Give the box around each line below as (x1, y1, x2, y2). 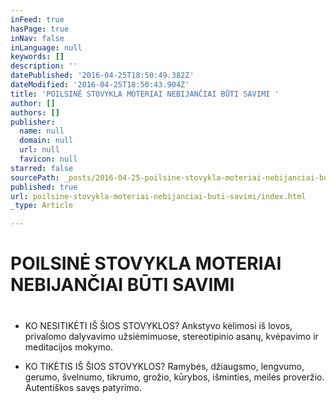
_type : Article (10, 201, 74, 211)
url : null (19, 145, 60, 155)
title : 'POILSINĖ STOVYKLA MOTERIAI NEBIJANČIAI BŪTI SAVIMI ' (10, 89, 280, 99)
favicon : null (19, 154, 78, 164)
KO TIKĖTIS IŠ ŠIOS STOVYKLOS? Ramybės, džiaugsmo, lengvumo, (24, 360, 305, 372)
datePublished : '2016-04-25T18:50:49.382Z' (10, 71, 195, 81)
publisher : (10, 117, 56, 127)
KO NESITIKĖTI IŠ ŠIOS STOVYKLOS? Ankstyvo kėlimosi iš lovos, (24, 319, 293, 331)
